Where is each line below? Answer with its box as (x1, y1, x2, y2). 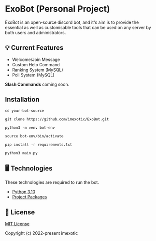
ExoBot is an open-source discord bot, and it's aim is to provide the (5, 19, 139, 25)
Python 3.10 (12, 189, 35, 195)
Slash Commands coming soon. (5, 81, 70, 87)
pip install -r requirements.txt (5, 142, 72, 147)
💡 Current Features (5, 44, 64, 52)
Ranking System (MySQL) (12, 67, 64, 73)
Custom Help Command (12, 61, 60, 67)
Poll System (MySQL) (12, 72, 55, 78)
